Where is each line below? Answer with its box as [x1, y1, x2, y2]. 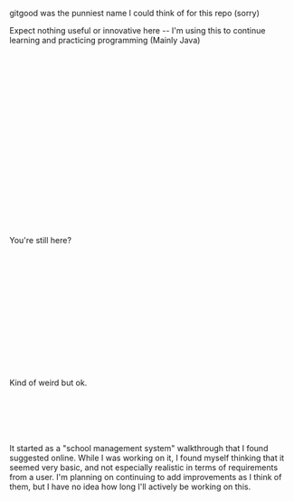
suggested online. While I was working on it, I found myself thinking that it [9, 452, 285, 463]
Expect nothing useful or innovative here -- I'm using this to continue [9, 25, 266, 35]
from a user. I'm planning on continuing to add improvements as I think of [9, 472, 282, 482]
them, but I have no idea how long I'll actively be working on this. [9, 481, 251, 492]
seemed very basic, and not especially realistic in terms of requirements [9, 462, 279, 473]
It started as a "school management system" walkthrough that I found [9, 443, 269, 453]
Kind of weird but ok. [9, 377, 88, 388]
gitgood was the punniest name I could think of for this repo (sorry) [9, 8, 261, 18]
